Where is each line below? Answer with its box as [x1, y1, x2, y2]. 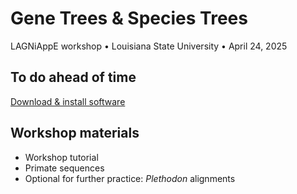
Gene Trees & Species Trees [10, 7, 248, 30]
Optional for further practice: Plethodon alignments [24, 172, 236, 184]
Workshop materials [10, 125, 140, 142]
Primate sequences [24, 162, 105, 174]
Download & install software [10, 95, 126, 107]
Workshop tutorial [24, 151, 99, 163]
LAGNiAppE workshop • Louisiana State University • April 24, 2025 [10, 40, 288, 52]
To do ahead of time [10, 69, 137, 86]
